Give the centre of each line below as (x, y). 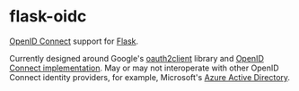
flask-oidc (48, 17)
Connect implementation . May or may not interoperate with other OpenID (145, 68)
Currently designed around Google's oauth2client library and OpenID (137, 58)
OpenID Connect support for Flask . (74, 41)
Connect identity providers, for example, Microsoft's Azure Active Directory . (149, 77)
